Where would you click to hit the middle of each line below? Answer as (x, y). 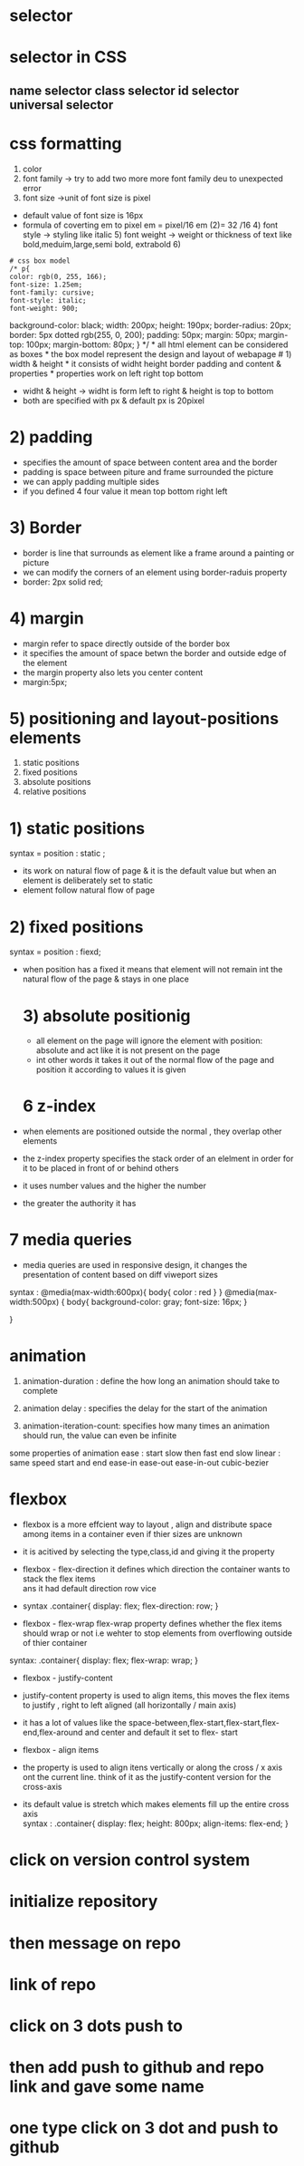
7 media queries (71, 1240)
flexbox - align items (61, 1750)
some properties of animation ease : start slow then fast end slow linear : (145, 1453)
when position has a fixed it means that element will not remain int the (152, 970)
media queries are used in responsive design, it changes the (135, 1265)
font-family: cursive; (52, 292)
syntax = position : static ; (57, 854)
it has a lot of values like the (74, 1723)
